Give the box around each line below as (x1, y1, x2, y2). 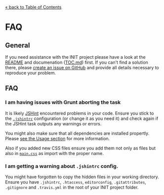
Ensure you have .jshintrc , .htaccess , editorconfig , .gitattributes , (5, 179, 147, 185)
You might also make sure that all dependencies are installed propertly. (5, 130, 150, 136)
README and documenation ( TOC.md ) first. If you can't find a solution (5, 59, 148, 65)
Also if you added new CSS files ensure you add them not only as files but (5, 145, 156, 151)
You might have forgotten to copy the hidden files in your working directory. (5, 174, 159, 180)
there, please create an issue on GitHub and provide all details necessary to (5, 65, 159, 71)
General (5, 41, 31, 49)
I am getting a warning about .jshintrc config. (5, 162, 119, 169)
